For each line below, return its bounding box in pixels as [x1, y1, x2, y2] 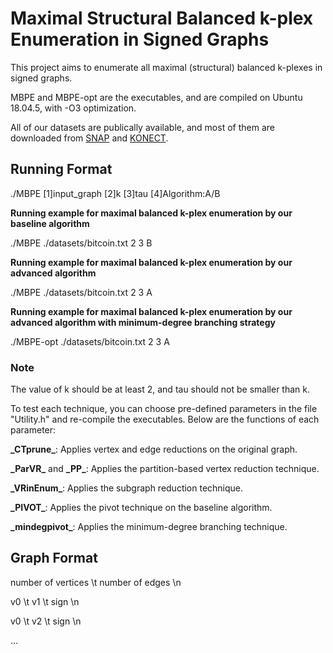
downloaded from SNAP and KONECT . [10, 132, 169, 144]
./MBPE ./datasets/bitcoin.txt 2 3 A [10, 286, 153, 298]
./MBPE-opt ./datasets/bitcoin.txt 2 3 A [10, 335, 170, 347]
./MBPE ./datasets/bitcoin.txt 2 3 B [10, 237, 153, 249]
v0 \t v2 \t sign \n [10, 615, 82, 627]
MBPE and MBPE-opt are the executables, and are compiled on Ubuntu [10, 91, 303, 103]
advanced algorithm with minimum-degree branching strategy [10, 316, 276, 328]
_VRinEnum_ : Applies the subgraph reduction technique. [10, 482, 244, 494]
